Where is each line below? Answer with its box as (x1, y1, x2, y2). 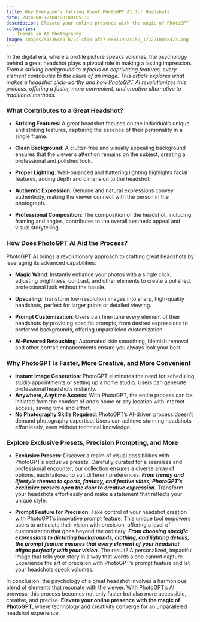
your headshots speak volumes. (14, 566, 94, 573)
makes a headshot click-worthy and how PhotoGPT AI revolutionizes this (6, 79, 187, 86)
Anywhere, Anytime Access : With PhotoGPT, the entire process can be (14, 391, 193, 399)
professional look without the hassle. (14, 283, 106, 291)
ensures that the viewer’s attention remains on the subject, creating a (14, 151, 186, 158)
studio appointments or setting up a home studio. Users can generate (14, 379, 187, 386)
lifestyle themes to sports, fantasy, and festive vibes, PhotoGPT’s (14, 478, 183, 485)
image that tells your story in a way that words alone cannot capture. (14, 553, 184, 560)
